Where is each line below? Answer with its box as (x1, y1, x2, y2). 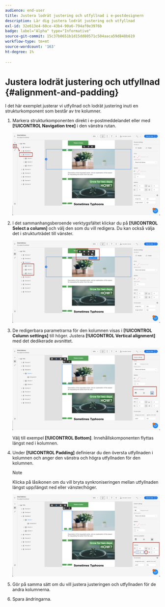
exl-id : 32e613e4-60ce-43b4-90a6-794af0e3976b (5, 24, 102, 28)
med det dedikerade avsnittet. (12, 338, 73, 344)
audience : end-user (5, 8, 45, 13)
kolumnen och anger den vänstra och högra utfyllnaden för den (12, 455, 141, 461)
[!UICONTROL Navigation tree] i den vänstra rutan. (12, 123, 116, 129)
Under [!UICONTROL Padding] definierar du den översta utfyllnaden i (12, 450, 153, 456)
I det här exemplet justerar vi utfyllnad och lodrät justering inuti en (5, 103, 138, 109)
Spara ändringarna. (12, 596, 52, 602)
